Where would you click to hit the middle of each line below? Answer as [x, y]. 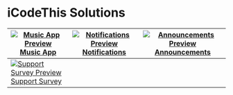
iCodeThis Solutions [67, 13]
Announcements [183, 52]
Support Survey [36, 81]
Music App [38, 52]
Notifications [104, 52]
